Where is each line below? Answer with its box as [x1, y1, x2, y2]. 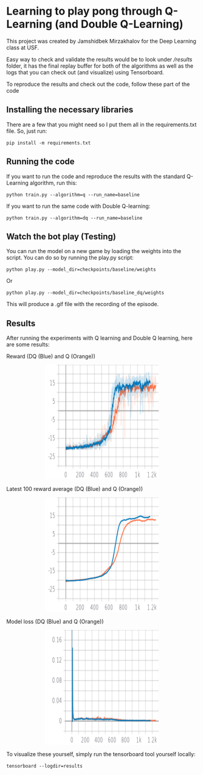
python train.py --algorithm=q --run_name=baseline [6, 191, 140, 198]
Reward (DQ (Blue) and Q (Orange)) [6, 352, 96, 360]
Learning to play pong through [6, 4, 163, 18]
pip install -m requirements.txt [6, 140, 91, 146]
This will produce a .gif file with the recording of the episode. [6, 301, 159, 308]
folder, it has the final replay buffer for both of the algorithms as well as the [6, 62, 193, 70]
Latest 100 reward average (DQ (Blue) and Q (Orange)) [6, 485, 143, 493]
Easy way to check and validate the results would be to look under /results [6, 55, 193, 63]
